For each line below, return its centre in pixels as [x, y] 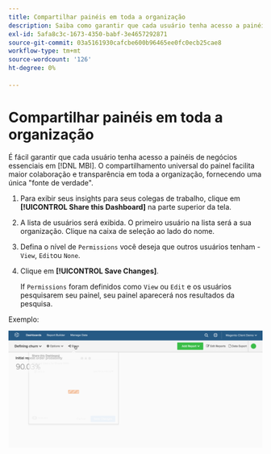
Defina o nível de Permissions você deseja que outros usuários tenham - [140, 247]
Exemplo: [24, 319]
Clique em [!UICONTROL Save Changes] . [89, 271]
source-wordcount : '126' [50, 60]
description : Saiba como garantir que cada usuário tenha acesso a [124, 25]
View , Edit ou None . [50, 255]
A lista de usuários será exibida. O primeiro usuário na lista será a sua [135, 223]
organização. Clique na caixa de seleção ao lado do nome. [117, 231]
